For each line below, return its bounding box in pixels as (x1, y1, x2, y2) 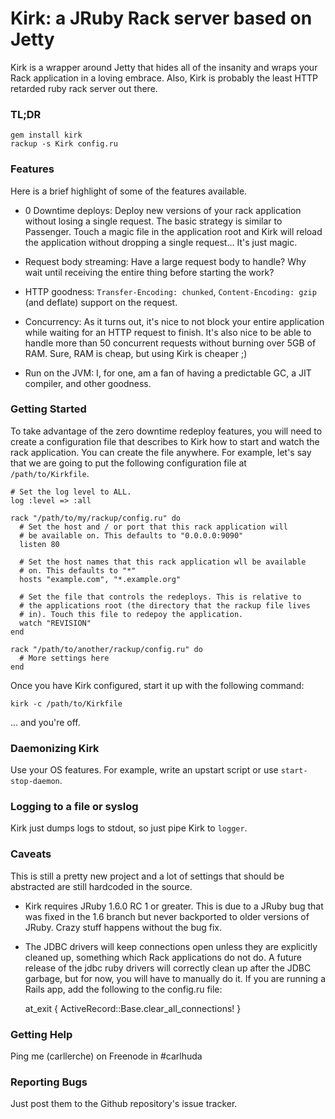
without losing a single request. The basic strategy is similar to (24, 215, 283, 227)
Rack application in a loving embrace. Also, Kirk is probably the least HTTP (10, 72, 318, 84)
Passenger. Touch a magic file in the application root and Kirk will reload (24, 225, 323, 237)
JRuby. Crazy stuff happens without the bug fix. (24, 921, 223, 933)
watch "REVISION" (19, 618, 92, 628)
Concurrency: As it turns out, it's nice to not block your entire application (24, 315, 325, 327)
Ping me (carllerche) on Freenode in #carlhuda (10, 1050, 203, 1062)
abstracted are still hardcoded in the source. (10, 880, 193, 892)
